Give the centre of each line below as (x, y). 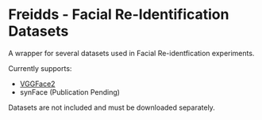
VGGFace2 (37, 84)
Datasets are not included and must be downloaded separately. (112, 107)
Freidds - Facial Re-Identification (119, 15)
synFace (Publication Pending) (70, 92)
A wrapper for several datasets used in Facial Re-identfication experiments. (131, 53)
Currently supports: (40, 68)
